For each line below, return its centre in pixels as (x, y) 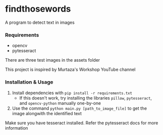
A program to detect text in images (40, 22)
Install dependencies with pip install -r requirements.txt (72, 93)
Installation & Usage (29, 82)
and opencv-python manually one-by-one (60, 103)
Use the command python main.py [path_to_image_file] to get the (79, 108)
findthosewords (38, 9)
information (17, 128)
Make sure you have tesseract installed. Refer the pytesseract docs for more (82, 123)
